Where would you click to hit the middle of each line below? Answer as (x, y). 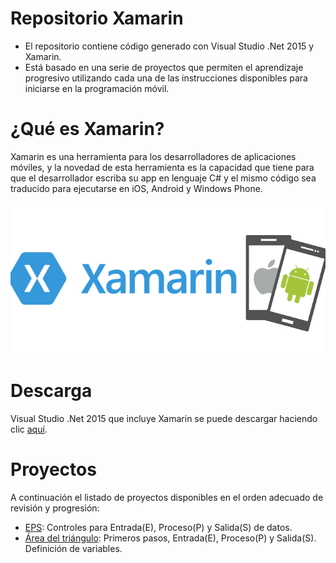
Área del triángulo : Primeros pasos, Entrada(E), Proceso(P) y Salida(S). (170, 538)
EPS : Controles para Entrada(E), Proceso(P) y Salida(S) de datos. (158, 527)
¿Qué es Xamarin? (87, 129)
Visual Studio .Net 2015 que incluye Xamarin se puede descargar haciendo (164, 418)
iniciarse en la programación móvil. (97, 88)
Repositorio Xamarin (97, 18)
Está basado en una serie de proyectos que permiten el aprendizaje (164, 67)
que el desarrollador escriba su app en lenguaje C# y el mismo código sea (163, 178)
